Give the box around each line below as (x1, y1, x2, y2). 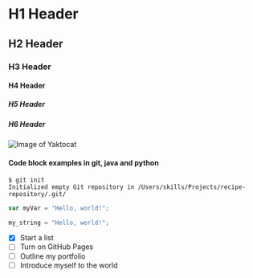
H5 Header (8, 99, 46, 108)
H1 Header (8, 5, 79, 23)
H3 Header (8, 61, 52, 72)
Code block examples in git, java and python (8, 158, 159, 168)
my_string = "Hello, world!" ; (8, 219, 110, 227)
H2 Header (8, 37, 63, 51)
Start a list (19, 233, 54, 243)
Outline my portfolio (19, 251, 86, 261)
